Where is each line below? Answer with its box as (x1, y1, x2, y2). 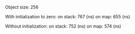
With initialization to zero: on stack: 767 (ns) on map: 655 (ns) (5, 14, 131, 19)
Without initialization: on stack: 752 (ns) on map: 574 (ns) (5, 23, 122, 29)
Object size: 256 (5, 4, 39, 10)
